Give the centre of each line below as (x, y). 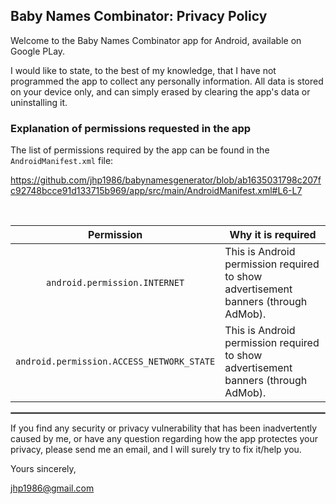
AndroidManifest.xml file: (62, 161)
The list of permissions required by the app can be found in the (140, 150)
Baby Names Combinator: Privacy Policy (139, 16)
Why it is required (273, 235)
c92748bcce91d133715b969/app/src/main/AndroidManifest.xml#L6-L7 (156, 191)
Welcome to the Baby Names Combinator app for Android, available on (156, 40)
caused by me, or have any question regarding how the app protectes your (164, 439)
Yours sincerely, (43, 469)
